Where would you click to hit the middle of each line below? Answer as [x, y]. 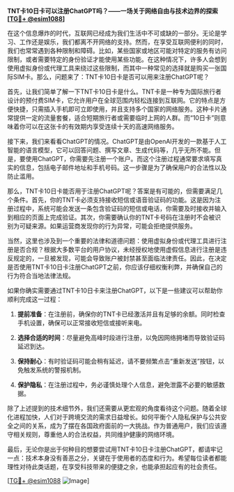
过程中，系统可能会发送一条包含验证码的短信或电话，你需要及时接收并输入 [120, 208]
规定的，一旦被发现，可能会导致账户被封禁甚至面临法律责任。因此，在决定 [120, 258]
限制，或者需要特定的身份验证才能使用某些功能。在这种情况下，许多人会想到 [117, 59]
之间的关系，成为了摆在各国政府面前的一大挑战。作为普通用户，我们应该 [117, 426]
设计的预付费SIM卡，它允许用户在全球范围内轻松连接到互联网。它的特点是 [114, 100]
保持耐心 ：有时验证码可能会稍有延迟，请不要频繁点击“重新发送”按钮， [118, 361]
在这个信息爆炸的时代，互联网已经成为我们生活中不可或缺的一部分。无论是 [114, 33]
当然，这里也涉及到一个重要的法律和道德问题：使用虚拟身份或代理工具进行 [114, 241]
